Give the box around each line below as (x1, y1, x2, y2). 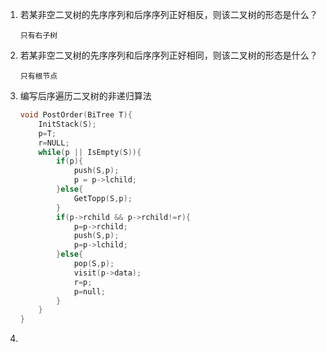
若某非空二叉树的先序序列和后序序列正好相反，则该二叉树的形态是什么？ (19, 9, 318, 20)
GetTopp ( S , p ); (73, 193, 133, 203)
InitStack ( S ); (38, 119, 97, 129)
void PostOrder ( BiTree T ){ (19, 110, 133, 120)
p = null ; (73, 286, 106, 297)
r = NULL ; (38, 138, 70, 148)
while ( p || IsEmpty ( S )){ (38, 147, 142, 157)
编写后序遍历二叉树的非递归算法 (19, 90, 152, 102)
